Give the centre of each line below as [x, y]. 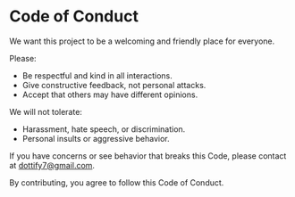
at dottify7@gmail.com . [52, 165]
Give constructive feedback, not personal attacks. [114, 85]
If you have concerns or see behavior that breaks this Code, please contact [148, 156]
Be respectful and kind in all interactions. [97, 75]
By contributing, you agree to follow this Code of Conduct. [117, 182]
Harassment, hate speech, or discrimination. [104, 129]
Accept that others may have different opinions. [110, 94]
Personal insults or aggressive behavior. [96, 138]
